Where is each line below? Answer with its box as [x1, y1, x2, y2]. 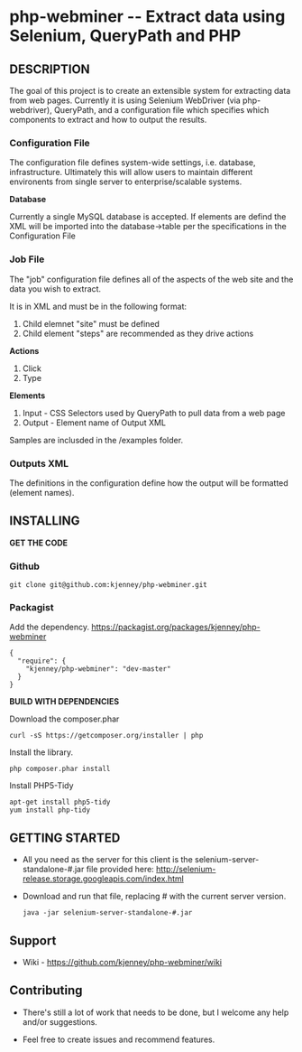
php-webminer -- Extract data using [9, 6, 286, 27]
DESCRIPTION [9, 61, 90, 77]
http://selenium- [156, 864, 216, 875]
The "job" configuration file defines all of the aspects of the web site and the [9, 274, 294, 284]
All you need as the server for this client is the [22, 854, 194, 865]
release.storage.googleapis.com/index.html [22, 873, 185, 884]
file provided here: [86, 864, 155, 875]
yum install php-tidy [9, 805, 91, 815]
